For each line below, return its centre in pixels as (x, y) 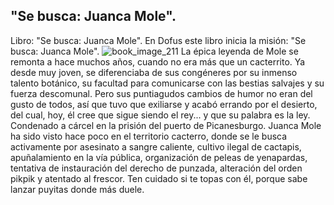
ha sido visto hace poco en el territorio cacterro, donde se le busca (149, 136)
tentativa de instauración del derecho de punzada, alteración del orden (156, 168)
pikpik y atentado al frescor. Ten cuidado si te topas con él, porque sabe (159, 178)
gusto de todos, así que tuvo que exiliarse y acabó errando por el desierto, (164, 104)
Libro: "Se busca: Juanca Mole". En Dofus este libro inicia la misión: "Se (158, 40)
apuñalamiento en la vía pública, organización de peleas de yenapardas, (159, 157)
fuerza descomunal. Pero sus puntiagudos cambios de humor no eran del (161, 93)
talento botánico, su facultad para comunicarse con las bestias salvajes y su (167, 83)
